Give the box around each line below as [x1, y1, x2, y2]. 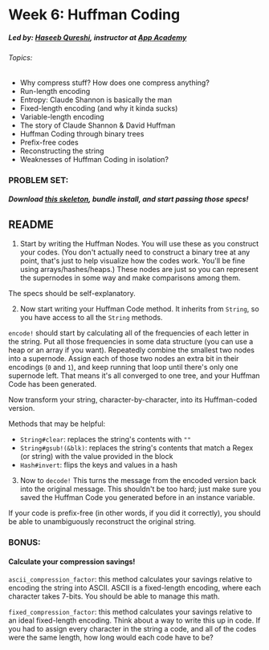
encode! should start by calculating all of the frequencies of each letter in [8, 328, 250, 338]
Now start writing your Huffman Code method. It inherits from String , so [19, 304, 259, 314]
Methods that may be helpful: [8, 419, 106, 429]
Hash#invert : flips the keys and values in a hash [19, 460, 178, 470]
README [8, 217, 54, 231]
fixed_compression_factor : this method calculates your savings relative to [8, 607, 253, 617]
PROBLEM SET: [8, 174, 69, 185]
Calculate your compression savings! [8, 556, 136, 567]
